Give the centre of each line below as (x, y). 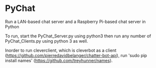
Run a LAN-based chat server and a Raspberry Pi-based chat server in (75, 22)
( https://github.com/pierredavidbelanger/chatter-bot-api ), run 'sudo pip (76, 55)
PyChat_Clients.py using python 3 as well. (47, 41)
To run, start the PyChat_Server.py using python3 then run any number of (78, 36)
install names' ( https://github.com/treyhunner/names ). (59, 60)
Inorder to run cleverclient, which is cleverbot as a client (61, 50)
